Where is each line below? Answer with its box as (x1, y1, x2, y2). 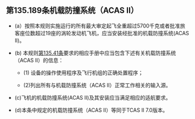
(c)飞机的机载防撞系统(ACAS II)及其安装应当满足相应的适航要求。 (14, 94, 171, 101)
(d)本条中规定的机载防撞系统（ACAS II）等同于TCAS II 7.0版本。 (14, 106, 168, 113)
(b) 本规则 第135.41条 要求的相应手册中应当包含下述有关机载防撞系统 (14, 49, 176, 56)
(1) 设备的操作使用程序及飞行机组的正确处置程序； (23, 69, 144, 76)
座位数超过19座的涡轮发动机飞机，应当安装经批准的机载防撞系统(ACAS (19, 29, 190, 36)
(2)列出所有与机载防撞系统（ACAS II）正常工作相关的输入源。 (23, 81, 171, 89)
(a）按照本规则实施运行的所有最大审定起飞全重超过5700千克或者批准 (14, 22, 180, 29)
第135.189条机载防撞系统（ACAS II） (6, 5, 139, 16)
